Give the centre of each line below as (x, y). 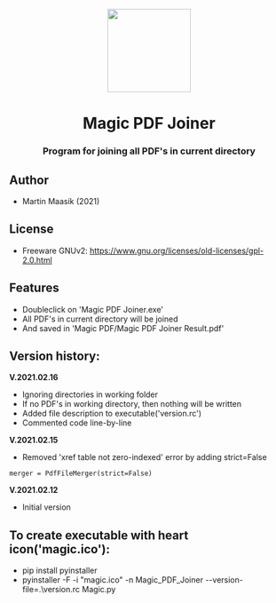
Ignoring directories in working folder (90, 394)
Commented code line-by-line (77, 423)
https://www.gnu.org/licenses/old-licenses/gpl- (177, 250)
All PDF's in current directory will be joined (100, 319)
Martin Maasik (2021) (61, 201)
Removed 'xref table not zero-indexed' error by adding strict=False (145, 457)
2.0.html (37, 260)
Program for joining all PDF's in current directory (149, 151)
